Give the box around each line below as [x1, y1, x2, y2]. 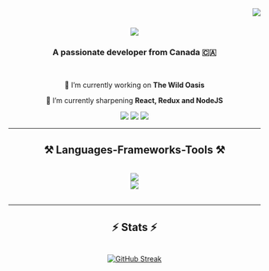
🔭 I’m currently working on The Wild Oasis [64, 80, 205, 90]
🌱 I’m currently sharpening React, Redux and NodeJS [46, 96, 223, 106]
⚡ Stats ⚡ [111, 220, 158, 234]
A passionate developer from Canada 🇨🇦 [52, 47, 217, 58]
